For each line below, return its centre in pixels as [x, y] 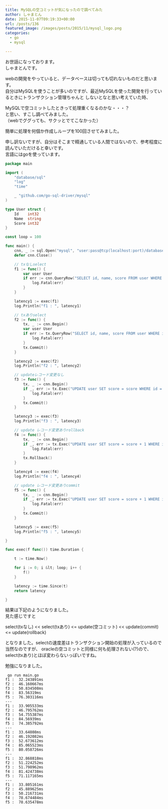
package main [19, 164]
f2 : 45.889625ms [24, 789]
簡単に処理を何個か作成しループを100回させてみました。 [63, 131]
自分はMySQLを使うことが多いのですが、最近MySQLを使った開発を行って [81, 91]
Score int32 [26, 223]
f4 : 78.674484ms [24, 798]
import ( [14, 173]
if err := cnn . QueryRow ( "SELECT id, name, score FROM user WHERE [93, 278]
